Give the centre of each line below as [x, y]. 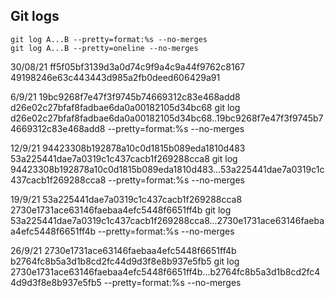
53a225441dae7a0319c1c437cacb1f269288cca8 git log [124, 158]
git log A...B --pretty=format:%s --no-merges [109, 39]
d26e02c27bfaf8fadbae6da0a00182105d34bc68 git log [125, 107]
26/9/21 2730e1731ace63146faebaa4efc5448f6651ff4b [123, 250]
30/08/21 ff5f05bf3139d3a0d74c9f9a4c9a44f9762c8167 [128, 66]
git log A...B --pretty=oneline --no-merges [104, 48]
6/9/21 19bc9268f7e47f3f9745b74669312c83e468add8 [125, 96]
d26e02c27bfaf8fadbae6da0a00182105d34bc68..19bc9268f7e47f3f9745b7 [167, 118]
